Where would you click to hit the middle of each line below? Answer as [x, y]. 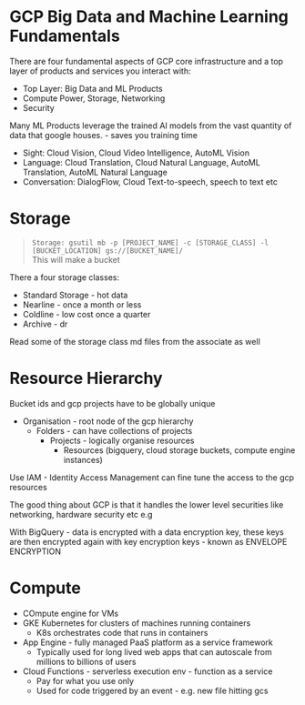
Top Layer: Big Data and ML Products [92, 88]
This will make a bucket [76, 259]
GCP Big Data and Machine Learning [149, 17]
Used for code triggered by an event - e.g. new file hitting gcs [152, 690]
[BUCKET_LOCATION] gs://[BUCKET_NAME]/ [107, 251]
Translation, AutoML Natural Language [95, 172]
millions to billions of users [86, 661]
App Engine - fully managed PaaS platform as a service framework [147, 642]
